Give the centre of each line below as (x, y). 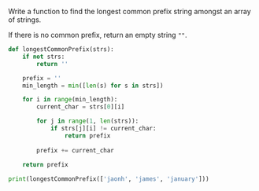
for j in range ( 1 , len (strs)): (88, 121)
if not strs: (44, 57)
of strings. (25, 20)
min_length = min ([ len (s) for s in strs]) (93, 86)
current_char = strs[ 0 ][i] (81, 107)
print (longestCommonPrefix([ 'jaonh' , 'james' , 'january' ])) (109, 179)
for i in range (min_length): (70, 100)
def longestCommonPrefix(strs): (61, 50)
